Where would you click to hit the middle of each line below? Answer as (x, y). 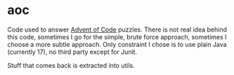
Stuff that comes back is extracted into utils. (71, 65)
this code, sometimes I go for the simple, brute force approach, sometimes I (117, 36)
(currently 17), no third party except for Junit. (72, 52)
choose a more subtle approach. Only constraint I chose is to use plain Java (117, 44)
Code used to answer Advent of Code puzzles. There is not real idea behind (117, 29)
